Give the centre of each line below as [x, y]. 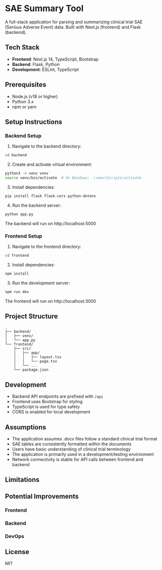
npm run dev [17, 292]
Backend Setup [23, 135]
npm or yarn [24, 107]
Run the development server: [41, 283]
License [17, 552]
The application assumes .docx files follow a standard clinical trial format [85, 439]
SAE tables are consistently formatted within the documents [72, 444]
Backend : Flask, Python [36, 64]
